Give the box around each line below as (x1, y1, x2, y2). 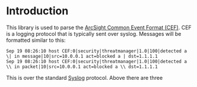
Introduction (6, 4, 69, 18)
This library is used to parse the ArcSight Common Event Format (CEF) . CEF (6, 24, 192, 31)
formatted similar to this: (6, 36, 66, 44)
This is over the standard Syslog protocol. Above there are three (6, 74, 163, 81)
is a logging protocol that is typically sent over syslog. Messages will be (6, 30, 182, 37)
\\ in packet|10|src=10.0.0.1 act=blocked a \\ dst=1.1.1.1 (6, 64, 158, 70)
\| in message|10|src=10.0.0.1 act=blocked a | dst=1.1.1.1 (6, 53, 158, 59)
